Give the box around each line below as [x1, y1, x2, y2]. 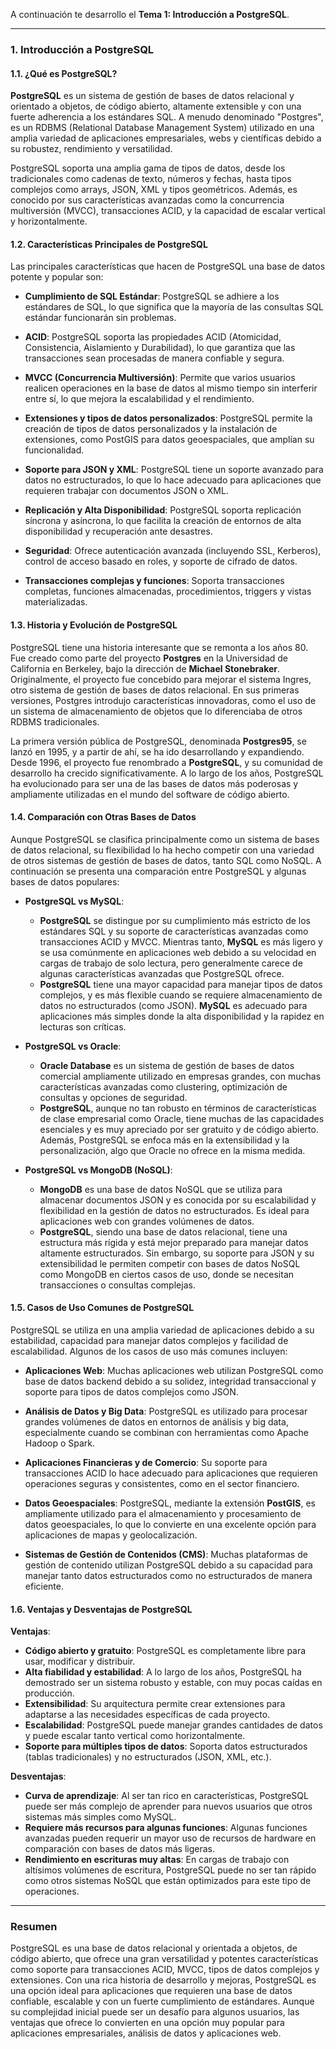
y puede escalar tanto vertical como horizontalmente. [24, 1730, 246, 1742]
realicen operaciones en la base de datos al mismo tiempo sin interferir [24, 382, 318, 394]
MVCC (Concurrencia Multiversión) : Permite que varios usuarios [24, 372, 296, 384]
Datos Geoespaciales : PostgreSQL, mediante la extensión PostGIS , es [24, 1497, 316, 1509]
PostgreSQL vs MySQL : [24, 895, 125, 907]
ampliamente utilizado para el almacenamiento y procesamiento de [24, 1507, 302, 1519]
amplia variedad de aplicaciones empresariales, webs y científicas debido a [10, 132, 322, 144]
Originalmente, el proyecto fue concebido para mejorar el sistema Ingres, [10, 673, 312, 685]
